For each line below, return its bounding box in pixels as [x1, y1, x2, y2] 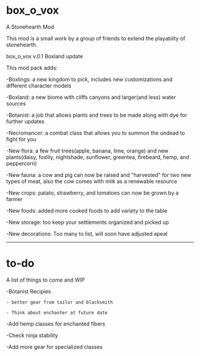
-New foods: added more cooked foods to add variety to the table [6, 207, 168, 214]
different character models [6, 82, 71, 89]
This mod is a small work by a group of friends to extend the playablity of [6, 35, 186, 42]
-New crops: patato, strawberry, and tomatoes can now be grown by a [6, 189, 179, 196]
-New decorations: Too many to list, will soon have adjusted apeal [6, 230, 168, 237]
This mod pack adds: [6, 64, 58, 71]
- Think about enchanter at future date [6, 310, 108, 316]
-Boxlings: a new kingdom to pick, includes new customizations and [6, 76, 173, 83]
